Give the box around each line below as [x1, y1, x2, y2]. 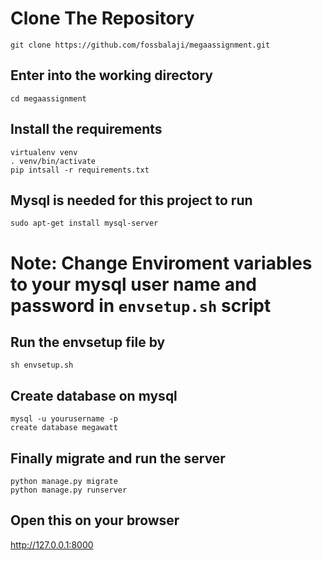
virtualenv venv [10, 147, 78, 157]
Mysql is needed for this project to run [10, 192, 253, 209]
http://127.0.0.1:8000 [10, 538, 94, 551]
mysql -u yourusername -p [10, 414, 118, 424]
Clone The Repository [10, 7, 195, 30]
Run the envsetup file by [10, 333, 166, 351]
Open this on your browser [10, 512, 180, 529]
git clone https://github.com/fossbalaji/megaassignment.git [10, 40, 271, 50]
